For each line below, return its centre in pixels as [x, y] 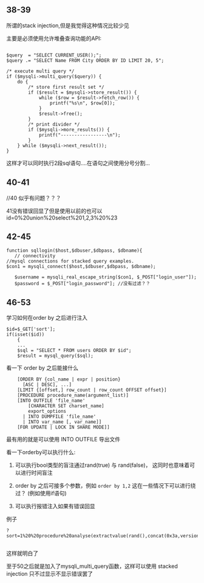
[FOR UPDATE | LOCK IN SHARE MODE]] [64, 427]
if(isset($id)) [25, 335]
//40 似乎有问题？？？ [34, 198]
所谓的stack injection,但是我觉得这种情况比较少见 [68, 25]
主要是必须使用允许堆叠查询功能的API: [54, 38]
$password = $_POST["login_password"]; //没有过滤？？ [82, 284]
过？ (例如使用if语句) [41, 493]
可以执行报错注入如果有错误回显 [55, 506]
